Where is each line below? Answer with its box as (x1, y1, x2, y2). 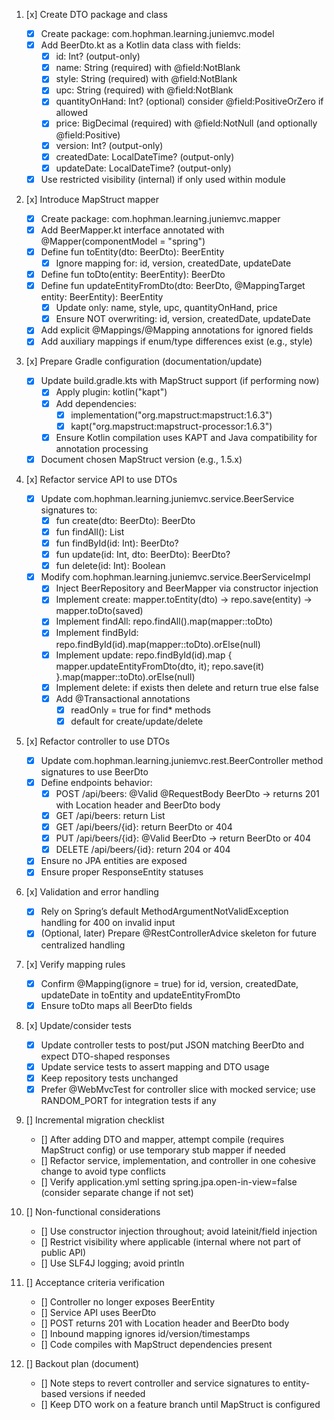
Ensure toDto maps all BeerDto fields (40, 999, 193, 1011)
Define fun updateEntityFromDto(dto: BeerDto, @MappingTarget (40, 280, 306, 292)
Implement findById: (55, 627, 139, 639)
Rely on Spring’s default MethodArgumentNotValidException (40, 905, 289, 918)
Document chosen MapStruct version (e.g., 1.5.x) (40, 453, 243, 465)
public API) (40, 1246, 87, 1258)
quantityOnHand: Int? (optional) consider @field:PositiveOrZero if (55, 95, 324, 108)
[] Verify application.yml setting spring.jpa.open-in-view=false (40, 1175, 298, 1188)
